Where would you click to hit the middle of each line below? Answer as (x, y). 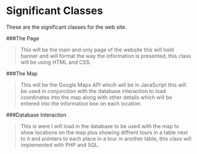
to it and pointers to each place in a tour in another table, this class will (106, 138)
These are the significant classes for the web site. (66, 27)
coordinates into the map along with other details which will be (96, 97)
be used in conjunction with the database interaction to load (93, 91)
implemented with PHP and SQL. (60, 145)
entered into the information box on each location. (81, 103)
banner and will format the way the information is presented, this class (106, 56)
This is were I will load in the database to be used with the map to (100, 126)
